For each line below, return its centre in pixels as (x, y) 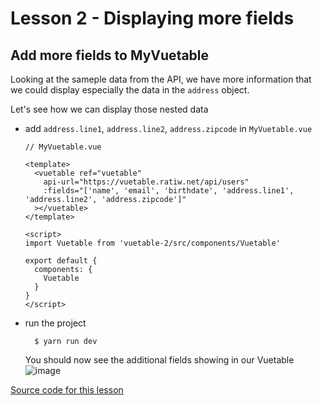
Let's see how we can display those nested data (109, 109)
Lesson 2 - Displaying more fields (152, 18)
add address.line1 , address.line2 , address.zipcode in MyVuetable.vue (168, 128)
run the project (55, 323)
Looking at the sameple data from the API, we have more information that (161, 79)
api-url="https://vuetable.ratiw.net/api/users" (146, 182)
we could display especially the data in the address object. (130, 90)
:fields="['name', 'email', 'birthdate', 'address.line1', (169, 191)
